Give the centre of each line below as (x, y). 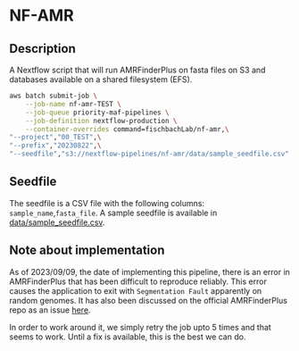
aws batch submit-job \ (54, 96)
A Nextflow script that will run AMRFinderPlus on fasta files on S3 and (137, 70)
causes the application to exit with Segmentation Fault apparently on (136, 290)
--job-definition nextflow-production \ (101, 121)
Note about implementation (87, 251)
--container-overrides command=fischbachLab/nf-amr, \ (127, 129)
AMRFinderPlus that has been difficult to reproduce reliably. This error (138, 281)
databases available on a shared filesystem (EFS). (101, 79)
